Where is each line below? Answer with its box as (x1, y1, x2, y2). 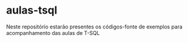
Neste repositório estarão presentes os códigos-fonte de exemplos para (6, 23, 183, 30)
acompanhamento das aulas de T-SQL (6, 29, 100, 36)
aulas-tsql (6, 4, 58, 17)
